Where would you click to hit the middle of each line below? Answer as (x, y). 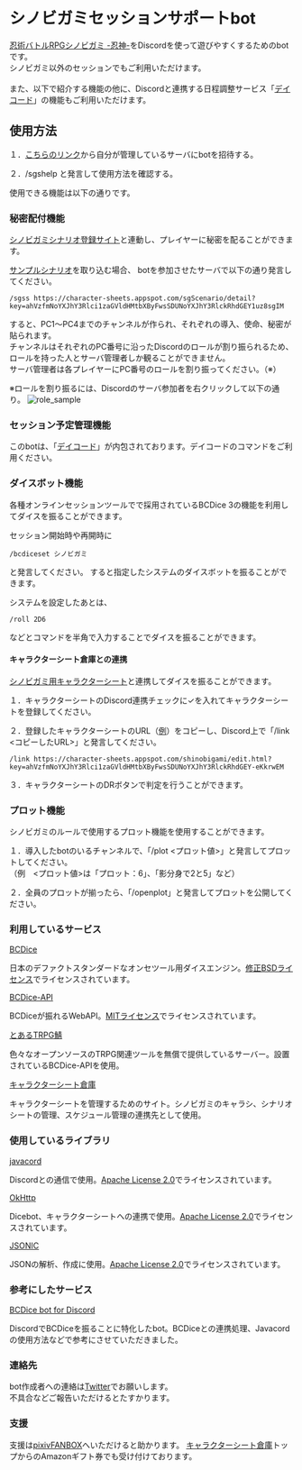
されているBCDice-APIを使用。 (67, 1065)
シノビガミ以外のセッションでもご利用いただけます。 (108, 68)
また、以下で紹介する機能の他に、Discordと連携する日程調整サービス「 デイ (150, 88)
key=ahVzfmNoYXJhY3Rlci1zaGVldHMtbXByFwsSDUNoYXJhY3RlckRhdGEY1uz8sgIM (146, 306)
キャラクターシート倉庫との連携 (69, 660)
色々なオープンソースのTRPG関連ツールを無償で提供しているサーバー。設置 (150, 1055)
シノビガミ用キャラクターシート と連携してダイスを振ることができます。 (143, 680)
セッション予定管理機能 (60, 425)
